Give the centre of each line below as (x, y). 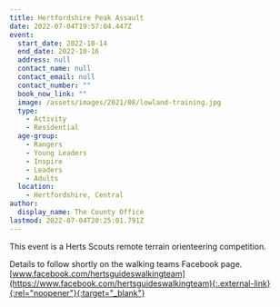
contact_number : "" (55, 85)
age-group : (38, 136)
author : (24, 204)
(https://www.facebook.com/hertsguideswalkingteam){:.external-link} (140, 283)
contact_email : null (56, 77)
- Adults (42, 178)
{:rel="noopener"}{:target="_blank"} (77, 292)
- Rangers (45, 144)
